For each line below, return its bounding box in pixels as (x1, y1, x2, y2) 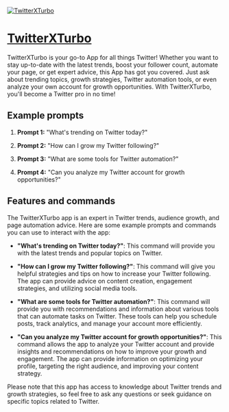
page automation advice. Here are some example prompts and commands (7, 221, 217, 229)
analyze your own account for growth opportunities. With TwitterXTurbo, (7, 83, 212, 91)
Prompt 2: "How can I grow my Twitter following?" (16, 141, 160, 149)
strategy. (16, 369, 43, 378)
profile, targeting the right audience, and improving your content (16, 362, 199, 370)
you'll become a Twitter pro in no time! (7, 89, 116, 98)
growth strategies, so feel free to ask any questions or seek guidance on (7, 389, 212, 398)
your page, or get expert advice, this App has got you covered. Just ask (7, 67, 210, 76)
